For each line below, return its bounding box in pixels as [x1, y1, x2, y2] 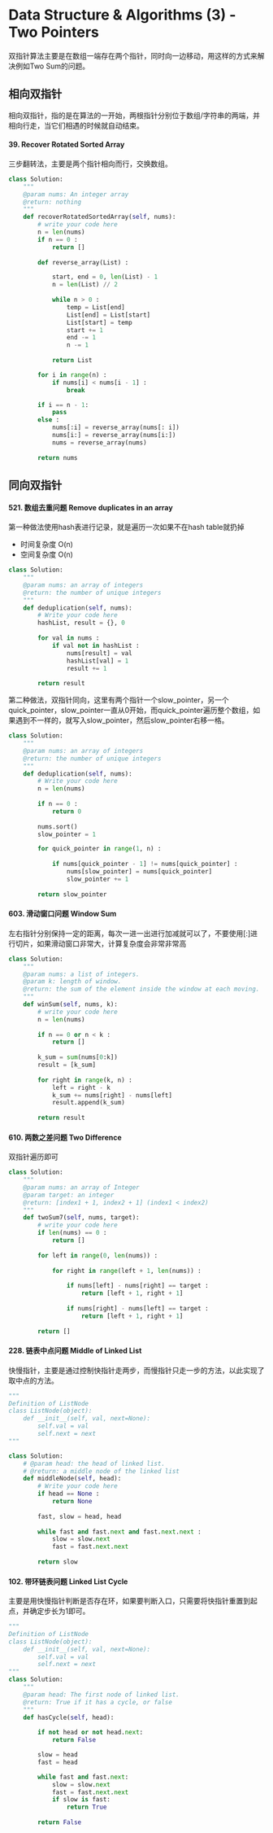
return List [51, 357, 93, 365]
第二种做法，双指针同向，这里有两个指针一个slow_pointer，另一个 [8, 695, 229, 705]
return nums [37, 453, 79, 462]
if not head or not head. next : [37, 1728, 144, 1737]
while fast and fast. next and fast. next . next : [37, 1528, 201, 1536]
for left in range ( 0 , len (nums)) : [37, 1251, 158, 1259]
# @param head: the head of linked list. [23, 1459, 165, 1468]
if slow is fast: [51, 1796, 111, 1804]
